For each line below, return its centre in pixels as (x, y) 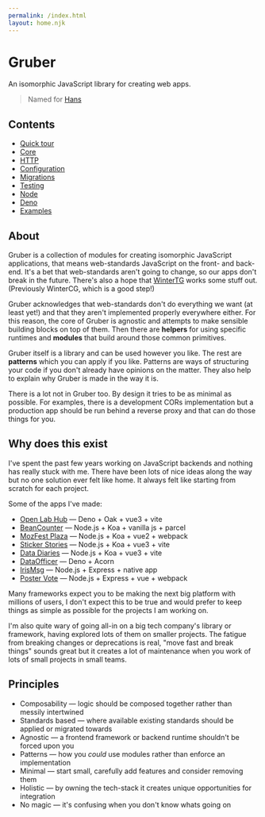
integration (37, 796)
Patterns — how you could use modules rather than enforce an (122, 754)
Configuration (42, 169)
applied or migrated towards (66, 729)
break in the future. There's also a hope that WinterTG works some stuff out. (133, 280)
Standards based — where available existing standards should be (127, 720)
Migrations (37, 177)
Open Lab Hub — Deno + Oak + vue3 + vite (91, 519)
